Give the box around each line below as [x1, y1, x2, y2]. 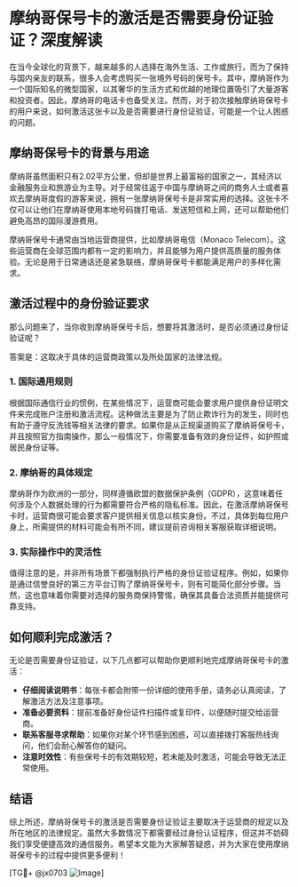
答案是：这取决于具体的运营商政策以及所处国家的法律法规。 [9, 351, 227, 362]
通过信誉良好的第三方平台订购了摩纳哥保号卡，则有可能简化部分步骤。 [16, 579, 273, 589]
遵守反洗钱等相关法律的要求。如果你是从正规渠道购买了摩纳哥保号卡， [32, 420, 289, 430]
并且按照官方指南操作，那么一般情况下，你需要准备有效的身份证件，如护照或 [9, 430, 289, 441]
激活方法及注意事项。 [29, 696, 108, 707]
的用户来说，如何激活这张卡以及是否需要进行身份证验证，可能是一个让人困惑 [9, 106, 289, 116]
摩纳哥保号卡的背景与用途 [9, 146, 149, 161]
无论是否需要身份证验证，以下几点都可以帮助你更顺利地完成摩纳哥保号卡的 [9, 655, 281, 666]
